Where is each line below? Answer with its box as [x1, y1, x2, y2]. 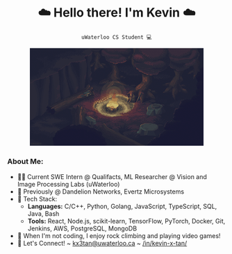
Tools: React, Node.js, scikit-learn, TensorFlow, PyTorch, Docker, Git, [27, 217, 226, 225]
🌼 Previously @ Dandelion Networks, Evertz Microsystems [17, 187, 185, 196]
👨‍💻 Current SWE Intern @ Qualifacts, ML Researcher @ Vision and [17, 172, 207, 180]
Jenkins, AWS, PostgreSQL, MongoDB [27, 224, 138, 232]
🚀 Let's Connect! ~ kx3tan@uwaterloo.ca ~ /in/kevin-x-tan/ [17, 239, 188, 247]
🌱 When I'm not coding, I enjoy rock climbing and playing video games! [17, 231, 221, 239]
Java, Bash [27, 209, 60, 218]
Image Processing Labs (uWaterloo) [17, 180, 120, 188]
